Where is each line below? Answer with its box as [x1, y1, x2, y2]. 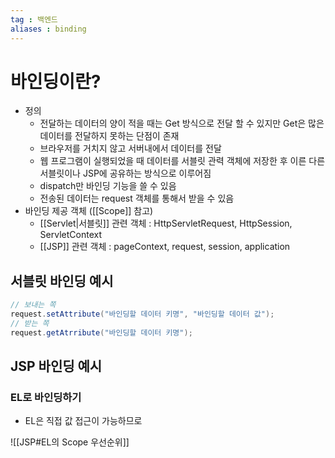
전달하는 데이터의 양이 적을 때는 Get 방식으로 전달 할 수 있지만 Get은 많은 [39, 117, 325, 130]
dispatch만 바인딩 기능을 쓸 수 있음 [39, 180, 177, 192]
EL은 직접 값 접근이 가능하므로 [24, 415, 143, 427]
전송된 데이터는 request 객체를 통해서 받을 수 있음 [39, 192, 235, 205]
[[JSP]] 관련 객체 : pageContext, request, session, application [39, 241, 291, 253]
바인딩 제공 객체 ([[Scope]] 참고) [24, 205, 154, 217]
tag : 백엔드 [10, 14, 58, 25]
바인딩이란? [10, 70, 102, 93]
